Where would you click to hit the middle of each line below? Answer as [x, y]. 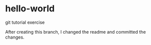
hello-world [30, 9]
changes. [15, 37]
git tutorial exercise [25, 22]
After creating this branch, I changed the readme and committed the [76, 32]
